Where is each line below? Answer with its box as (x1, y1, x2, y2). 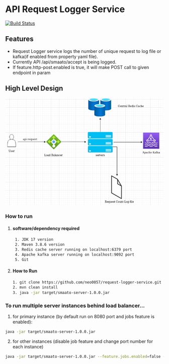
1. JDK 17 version (15, 237, 54, 242)
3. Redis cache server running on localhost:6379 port (15, 247, 132, 252)
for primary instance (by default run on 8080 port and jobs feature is (12, 314, 155, 320)
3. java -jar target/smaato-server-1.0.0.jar (12, 290, 110, 296)
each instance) (12, 344, 44, 350)
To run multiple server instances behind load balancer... (5, 302, 145, 309)
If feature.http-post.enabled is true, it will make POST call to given (12, 64, 149, 70)
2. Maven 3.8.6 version (15, 242, 65, 247)
